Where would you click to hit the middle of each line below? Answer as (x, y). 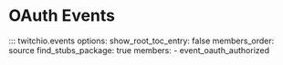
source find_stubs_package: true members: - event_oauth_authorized (139, 50)
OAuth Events (62, 16)
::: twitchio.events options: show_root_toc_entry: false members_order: (141, 41)
